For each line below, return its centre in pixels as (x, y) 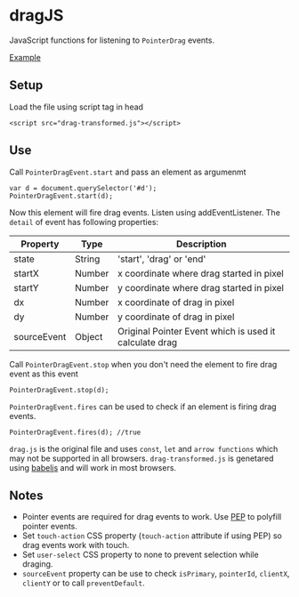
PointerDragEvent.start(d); (61, 196)
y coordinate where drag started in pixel (201, 287)
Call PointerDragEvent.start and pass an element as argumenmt (128, 172)
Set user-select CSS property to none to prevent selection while (141, 555)
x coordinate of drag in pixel (176, 302)
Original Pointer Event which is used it (196, 331)
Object (89, 336)
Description (202, 244)
